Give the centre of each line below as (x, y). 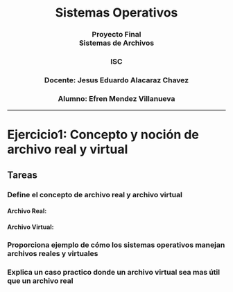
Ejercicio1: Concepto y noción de (103, 135)
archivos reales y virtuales (53, 253)
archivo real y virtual (68, 149)
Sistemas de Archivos (116, 43)
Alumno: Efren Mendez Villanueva (116, 98)
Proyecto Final (116, 35)
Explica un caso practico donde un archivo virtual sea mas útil (114, 272)
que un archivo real (40, 280)
